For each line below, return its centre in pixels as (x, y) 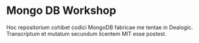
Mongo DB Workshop (61, 11)
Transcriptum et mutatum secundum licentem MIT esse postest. (86, 33)
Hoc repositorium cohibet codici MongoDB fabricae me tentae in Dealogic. (100, 27)
